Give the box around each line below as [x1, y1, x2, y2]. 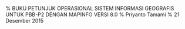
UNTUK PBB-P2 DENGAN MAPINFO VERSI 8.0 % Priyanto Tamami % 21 [5, 11, 180, 18]
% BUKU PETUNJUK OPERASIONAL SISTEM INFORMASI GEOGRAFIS [5, 5, 174, 12]
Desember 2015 [5, 17, 44, 24]
